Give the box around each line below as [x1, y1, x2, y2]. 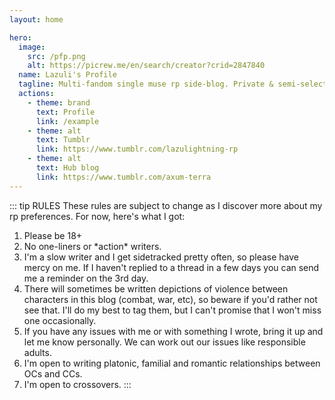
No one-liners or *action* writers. [23, 240, 162, 252]
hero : [9, 32, 32, 43]
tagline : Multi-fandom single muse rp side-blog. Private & [18, 79, 274, 90]
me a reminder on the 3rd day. [23, 272, 149, 284]
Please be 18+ [23, 229, 83, 241]
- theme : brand [27, 97, 91, 108]
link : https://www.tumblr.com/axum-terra [35, 172, 212, 182]
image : [18, 42, 46, 52]
